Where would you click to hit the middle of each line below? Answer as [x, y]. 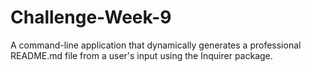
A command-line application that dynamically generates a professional [156, 45]
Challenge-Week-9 [91, 17]
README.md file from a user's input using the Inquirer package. [141, 55]
